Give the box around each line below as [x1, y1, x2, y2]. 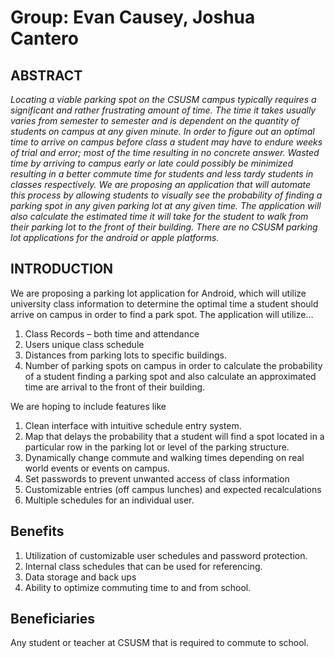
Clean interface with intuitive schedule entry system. [24, 419, 242, 431]
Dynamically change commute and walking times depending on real [24, 451, 305, 463]
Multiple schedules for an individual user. [24, 494, 195, 506]
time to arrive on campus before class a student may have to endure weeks [10, 136, 323, 148]
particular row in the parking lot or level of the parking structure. [24, 441, 290, 453]
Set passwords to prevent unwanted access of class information [24, 472, 290, 485]
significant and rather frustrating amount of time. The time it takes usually [10, 104, 317, 116]
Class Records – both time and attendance [24, 327, 200, 340]
